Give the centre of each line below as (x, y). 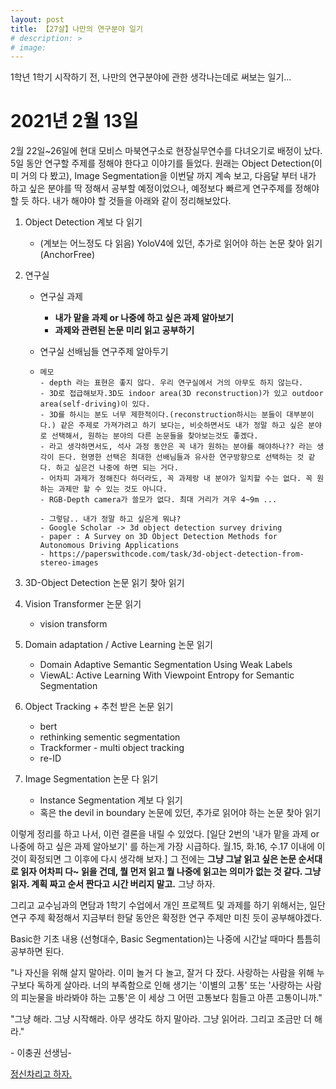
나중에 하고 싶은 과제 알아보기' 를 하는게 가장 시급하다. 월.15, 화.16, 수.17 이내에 (162, 847)
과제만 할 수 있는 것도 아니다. (113, 489)
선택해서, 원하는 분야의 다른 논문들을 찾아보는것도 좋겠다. (155, 436)
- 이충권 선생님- (41, 1053)
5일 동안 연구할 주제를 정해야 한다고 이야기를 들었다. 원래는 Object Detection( (162, 163)
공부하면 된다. (37, 952)
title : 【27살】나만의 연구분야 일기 (76, 29)
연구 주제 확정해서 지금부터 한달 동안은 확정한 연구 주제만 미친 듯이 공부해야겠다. (166, 918)
